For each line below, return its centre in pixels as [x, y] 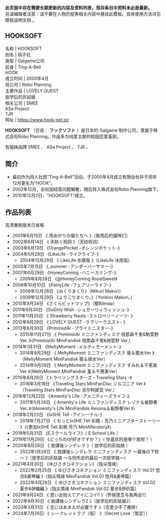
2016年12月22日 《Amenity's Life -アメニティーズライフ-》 [72, 396]
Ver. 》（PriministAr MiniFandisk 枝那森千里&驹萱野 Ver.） [76, 341]
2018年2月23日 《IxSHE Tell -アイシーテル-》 [58, 415]
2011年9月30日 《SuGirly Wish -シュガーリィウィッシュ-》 [72, 310]
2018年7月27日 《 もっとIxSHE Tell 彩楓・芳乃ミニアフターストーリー [90, 421]
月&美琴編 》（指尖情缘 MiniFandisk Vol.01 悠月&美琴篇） [77, 477]
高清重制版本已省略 [25, 225]
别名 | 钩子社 [18, 54]
